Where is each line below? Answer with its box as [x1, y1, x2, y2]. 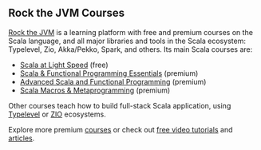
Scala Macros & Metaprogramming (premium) [19, 85, 171, 95]
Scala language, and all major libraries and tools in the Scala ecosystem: [8, 36, 246, 45]
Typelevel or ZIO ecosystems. [8, 109, 106, 119]
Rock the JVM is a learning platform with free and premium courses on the [8, 27, 254, 37]
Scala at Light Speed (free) [19, 60, 109, 69]
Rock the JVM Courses [8, 6, 125, 20]
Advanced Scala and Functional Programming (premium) [19, 77, 207, 86]
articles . [8, 133, 35, 143]
